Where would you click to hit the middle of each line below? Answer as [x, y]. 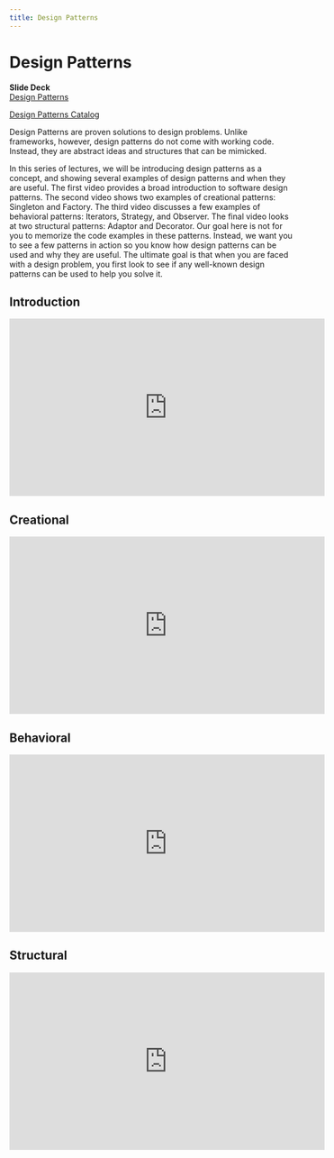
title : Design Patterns [54, 18]
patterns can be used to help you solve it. [86, 274]
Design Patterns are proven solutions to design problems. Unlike [128, 132]
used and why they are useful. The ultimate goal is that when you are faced [149, 254]
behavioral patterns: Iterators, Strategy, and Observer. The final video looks [149, 216]
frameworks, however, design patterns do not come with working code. [142, 141]
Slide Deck [30, 87]
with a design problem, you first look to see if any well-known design [137, 264]
